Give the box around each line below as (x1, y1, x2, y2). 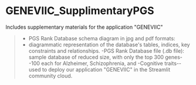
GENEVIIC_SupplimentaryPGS (5, 4, 154, 18)
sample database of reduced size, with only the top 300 (28, 53, 164, 60)
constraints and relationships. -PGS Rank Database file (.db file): (28, 47, 184, 54)
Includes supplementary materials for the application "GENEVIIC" (5, 23, 163, 30)
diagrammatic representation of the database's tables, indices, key (28, 41, 190, 48)
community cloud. (28, 72, 73, 79)
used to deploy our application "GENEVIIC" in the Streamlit (28, 66, 171, 73)
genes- (164, 53, 183, 60)
